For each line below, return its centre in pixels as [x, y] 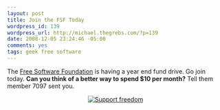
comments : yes [27, 45]
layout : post [26, 13]
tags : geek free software [44, 52]
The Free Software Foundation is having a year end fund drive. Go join [107, 71]
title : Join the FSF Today [46, 20]
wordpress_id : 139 [33, 26]
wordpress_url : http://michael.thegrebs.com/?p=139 [82, 33]
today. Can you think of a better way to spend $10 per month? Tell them [110, 78]
